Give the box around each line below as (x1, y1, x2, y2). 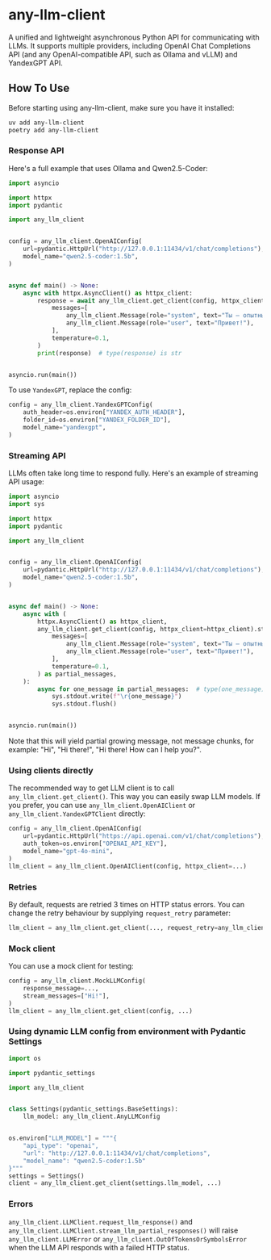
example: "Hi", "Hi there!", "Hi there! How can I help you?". (8, 745, 202, 755)
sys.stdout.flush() (51, 700, 117, 708)
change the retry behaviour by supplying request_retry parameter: (8, 908, 231, 918)
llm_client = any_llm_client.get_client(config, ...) (8, 1007, 194, 1015)
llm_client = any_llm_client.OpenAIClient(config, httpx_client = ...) (8, 862, 248, 870)
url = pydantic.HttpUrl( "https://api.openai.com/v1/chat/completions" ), (23, 832, 265, 840)
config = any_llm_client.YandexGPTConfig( (8, 401, 153, 409)
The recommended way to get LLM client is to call (8, 783, 175, 793)
